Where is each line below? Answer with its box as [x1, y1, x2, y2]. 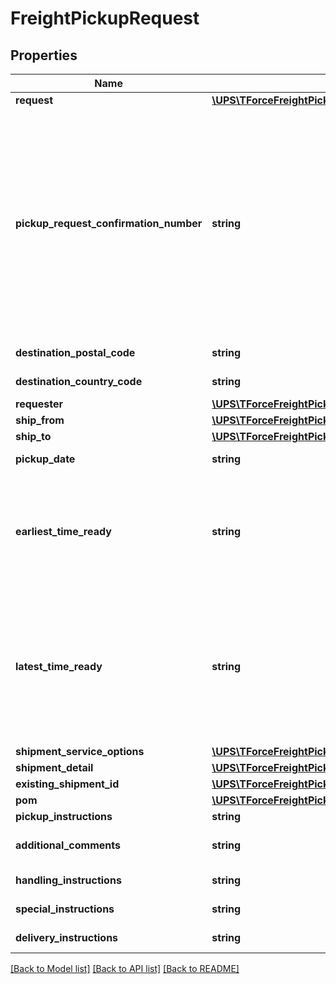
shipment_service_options [15, 745, 145, 758]
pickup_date [15, 452, 76, 466]
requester [15, 397, 63, 411]
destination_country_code [15, 375, 143, 388]
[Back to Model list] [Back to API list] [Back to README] [10, 963, 240, 974]
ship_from [15, 413, 65, 427]
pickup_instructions [15, 810, 113, 823]
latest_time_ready [15, 660, 103, 673]
